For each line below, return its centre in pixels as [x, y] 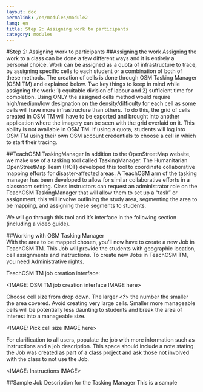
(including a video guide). [38, 224]
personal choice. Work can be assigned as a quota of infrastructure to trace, [101, 65]
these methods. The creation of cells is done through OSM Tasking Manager [101, 78]
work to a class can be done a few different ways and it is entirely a [90, 58]
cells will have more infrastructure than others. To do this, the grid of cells [98, 110]
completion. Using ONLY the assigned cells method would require [88, 97]
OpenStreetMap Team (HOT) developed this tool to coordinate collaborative [101, 167]
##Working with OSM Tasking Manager [55, 236]
